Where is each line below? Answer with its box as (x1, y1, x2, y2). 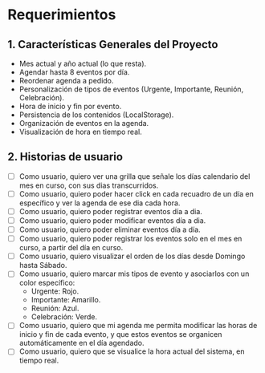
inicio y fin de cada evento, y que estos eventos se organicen (18, 330, 222, 339)
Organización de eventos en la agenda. (18, 119, 149, 128)
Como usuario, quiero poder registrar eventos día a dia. (18, 206, 202, 216)
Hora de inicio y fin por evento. (18, 102, 122, 111)
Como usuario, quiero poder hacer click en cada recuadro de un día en (18, 189, 254, 198)
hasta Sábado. (18, 261, 67, 270)
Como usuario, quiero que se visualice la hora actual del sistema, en (18, 347, 246, 356)
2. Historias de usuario (7, 150, 124, 164)
